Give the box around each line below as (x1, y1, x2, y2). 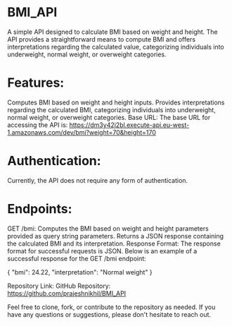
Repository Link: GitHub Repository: (7, 282, 111, 290)
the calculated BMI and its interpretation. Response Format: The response (7, 239, 221, 248)
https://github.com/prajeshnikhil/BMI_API (7, 289, 127, 297)
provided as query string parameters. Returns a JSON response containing (7, 231, 224, 240)
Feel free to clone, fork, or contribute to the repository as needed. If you (7, 303, 216, 311)
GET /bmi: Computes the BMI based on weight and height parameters (7, 224, 209, 233)
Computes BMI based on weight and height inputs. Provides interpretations (7, 98, 225, 107)
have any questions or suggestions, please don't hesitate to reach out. (7, 310, 212, 318)
